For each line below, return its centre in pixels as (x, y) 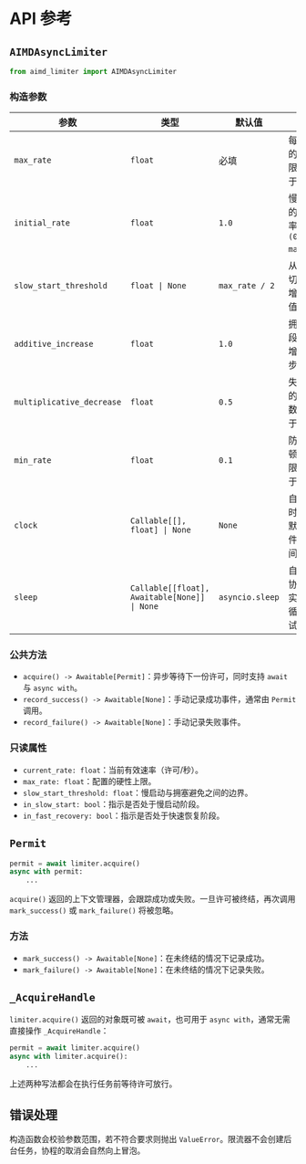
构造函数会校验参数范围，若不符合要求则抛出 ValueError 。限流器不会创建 (147, 1138)
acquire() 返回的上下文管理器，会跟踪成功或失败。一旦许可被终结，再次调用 (153, 899)
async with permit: (46, 872)
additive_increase (54, 344)
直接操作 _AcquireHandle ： (59, 1031)
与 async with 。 (52, 688)
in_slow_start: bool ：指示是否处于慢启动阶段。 (113, 803)
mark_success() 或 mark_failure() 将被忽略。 (94, 910)
